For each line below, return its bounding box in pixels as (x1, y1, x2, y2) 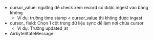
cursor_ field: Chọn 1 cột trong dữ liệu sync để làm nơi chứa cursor (9, 20, 144, 26)
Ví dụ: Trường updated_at (17, 25, 68, 31)
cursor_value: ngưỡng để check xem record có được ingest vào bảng (9, 5, 149, 10)
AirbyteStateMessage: (9, 31, 55, 36)
